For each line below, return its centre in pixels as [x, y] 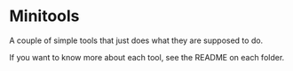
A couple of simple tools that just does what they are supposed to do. [136, 40]
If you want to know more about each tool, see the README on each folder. [147, 57]
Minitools [44, 16]
